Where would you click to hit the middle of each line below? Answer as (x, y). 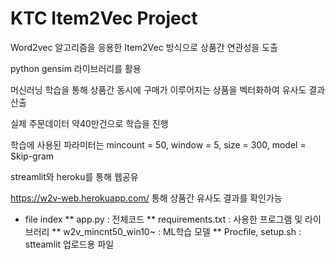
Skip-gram (32, 156)
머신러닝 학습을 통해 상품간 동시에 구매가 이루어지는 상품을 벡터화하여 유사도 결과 (168, 89)
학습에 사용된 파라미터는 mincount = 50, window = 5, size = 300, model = (158, 144)
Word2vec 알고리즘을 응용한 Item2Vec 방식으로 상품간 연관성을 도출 (144, 47)
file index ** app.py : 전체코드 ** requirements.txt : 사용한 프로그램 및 (163, 219)
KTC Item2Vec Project (104, 18)
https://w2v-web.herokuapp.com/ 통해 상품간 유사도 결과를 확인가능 (146, 198)
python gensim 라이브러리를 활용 (76, 68)
